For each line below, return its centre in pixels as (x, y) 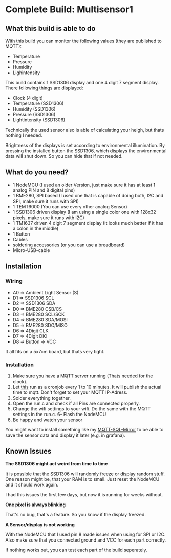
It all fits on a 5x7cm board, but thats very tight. (55, 351)
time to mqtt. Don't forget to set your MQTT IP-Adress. (70, 392)
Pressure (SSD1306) (34, 114)
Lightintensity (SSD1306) (39, 120)
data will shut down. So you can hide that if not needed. (64, 156)
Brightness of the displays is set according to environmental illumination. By (85, 145)
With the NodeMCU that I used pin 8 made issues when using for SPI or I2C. (85, 534)
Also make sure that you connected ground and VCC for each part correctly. (86, 540)
